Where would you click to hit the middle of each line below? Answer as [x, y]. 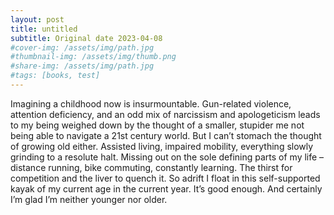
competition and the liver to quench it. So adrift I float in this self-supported [165, 178]
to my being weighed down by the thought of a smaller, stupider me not [157, 125]
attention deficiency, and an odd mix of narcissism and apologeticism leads [165, 114]
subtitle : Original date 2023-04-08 [86, 38]
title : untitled [44, 29]
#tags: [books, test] [55, 76]
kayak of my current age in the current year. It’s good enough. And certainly [166, 188]
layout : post [37, 19]
